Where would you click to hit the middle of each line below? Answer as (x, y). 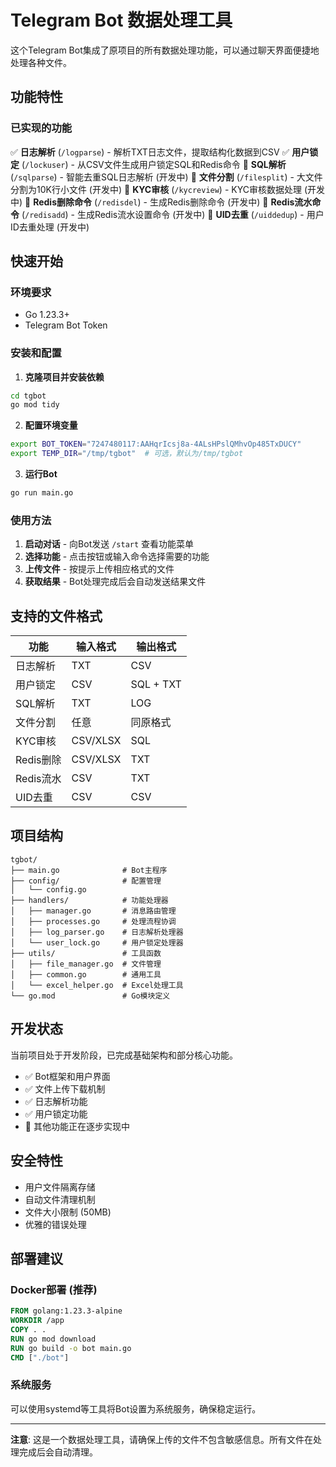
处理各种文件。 (41, 62)
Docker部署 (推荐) (54, 1289)
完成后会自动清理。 (58, 1452)
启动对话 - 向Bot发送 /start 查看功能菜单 (109, 544)
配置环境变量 (51, 425)
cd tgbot (28, 396)
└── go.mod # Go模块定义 (90, 996)
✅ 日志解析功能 (56, 1101)
